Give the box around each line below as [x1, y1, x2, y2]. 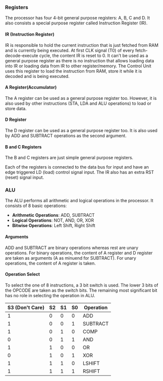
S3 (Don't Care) [7, 304, 45, 311]
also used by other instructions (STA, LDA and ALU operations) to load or [5, 100, 152, 106]
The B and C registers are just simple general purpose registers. [5, 155, 134, 161]
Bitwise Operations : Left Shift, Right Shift [12, 223, 96, 229]
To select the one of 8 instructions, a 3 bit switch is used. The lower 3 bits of [5, 282, 159, 288]
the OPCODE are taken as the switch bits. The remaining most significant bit [5, 287, 158, 293]
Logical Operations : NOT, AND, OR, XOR [12, 217, 94, 223]
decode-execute [5, 53, 38, 58]
